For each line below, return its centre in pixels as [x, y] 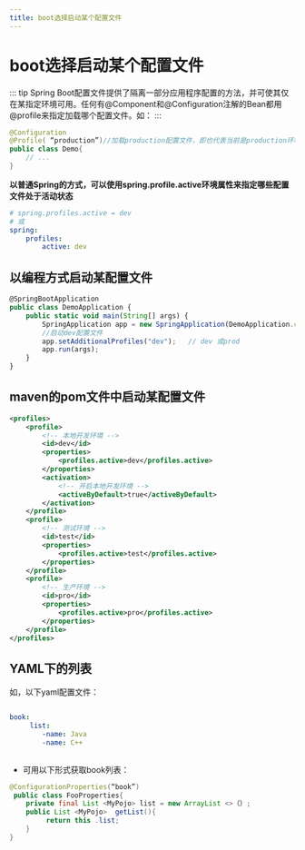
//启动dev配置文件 [73, 332]
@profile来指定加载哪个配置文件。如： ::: [85, 115]
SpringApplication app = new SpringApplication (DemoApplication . [168, 324]
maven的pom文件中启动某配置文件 [108, 397]
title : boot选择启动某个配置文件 [66, 18]
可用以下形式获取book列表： [76, 769]
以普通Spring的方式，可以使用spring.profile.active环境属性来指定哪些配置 [149, 184]
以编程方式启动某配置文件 [81, 277]
